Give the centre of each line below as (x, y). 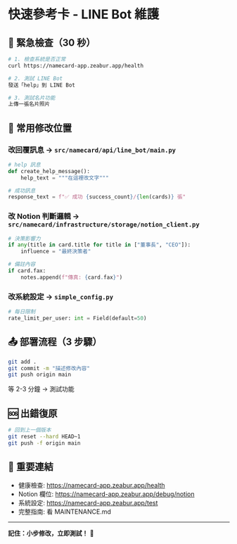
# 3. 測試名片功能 (32, 98)
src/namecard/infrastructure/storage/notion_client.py (104, 225)
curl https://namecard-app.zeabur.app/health (76, 65)
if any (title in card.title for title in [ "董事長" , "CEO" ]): (100, 245)
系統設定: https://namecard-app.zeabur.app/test (88, 502)
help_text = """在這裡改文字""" (65, 178)
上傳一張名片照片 (29, 104)
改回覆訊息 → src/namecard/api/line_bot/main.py (92, 150)
